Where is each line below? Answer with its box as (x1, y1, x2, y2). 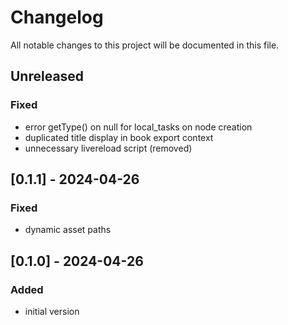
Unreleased (10, 68, 85, 85)
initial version (24, 306, 80, 317)
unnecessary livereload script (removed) (24, 142, 193, 154)
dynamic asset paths (24, 224, 112, 236)
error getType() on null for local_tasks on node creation (24, 121, 253, 133)
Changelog (10, 6, 104, 29)
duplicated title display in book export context (24, 131, 214, 143)
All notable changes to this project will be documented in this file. (10, 39, 280, 51)
